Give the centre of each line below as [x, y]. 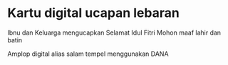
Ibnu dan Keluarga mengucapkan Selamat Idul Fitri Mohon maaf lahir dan [114, 32]
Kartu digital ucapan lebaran [93, 13]
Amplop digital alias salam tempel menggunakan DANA [88, 54]
